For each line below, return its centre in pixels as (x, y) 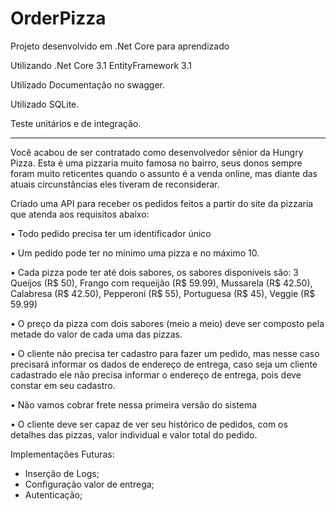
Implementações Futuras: (62, 454)
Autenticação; (53, 494)
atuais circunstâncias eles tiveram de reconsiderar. (115, 184)
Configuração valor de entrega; (89, 484)
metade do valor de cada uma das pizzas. (96, 334)
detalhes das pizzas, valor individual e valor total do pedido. (134, 434)
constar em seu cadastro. (63, 385)
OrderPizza (58, 18)
